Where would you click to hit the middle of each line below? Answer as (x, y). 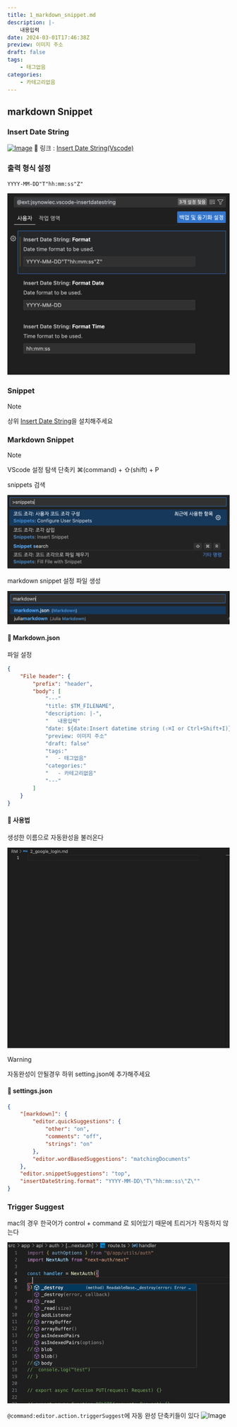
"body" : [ (47, 691)
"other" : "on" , (67, 1129)
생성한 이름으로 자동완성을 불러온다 (55, 837)
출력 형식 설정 (29, 168)
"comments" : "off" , (73, 1137)
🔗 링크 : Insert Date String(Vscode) (84, 148)
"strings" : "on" (69, 1144)
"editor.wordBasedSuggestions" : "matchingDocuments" (112, 1159)
